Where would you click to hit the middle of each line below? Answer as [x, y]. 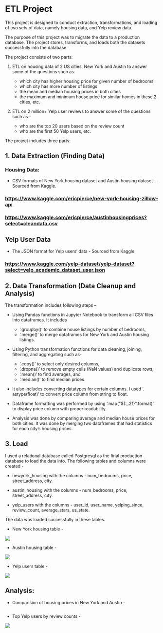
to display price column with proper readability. [59, 409]
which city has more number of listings [58, 86]
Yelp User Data [28, 240]
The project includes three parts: [38, 141]
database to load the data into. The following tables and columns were [75, 461]
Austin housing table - [34, 548]
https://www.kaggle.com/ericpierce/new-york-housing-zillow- [82, 198]
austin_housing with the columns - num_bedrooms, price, [70, 490]
